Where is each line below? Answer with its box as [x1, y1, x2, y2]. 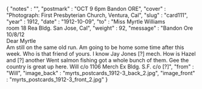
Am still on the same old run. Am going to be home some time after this [6, 44, 184, 51]
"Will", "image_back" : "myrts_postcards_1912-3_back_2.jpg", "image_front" [6, 70, 196, 76]
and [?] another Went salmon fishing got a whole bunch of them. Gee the [6, 57, 189, 64]
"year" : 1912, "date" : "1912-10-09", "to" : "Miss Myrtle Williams [6, 18, 165, 25]
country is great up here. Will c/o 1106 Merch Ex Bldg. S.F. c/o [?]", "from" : [6, 63, 194, 70]
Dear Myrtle [6, 38, 37, 44]
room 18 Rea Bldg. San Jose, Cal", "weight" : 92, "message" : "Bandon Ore [6, 24, 193, 31]
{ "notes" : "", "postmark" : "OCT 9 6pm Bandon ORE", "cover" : [6, 5, 166, 12]
